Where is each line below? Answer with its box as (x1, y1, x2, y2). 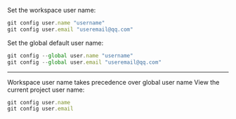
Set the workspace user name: (7, 6, 96, 14)
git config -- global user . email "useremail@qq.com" (7, 59, 162, 66)
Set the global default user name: (7, 38, 104, 47)
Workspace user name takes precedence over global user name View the (7, 78, 220, 86)
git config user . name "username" (7, 20, 105, 27)
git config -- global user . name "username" (7, 52, 133, 59)
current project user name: (7, 85, 85, 94)
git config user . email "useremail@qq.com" (7, 26, 133, 33)
